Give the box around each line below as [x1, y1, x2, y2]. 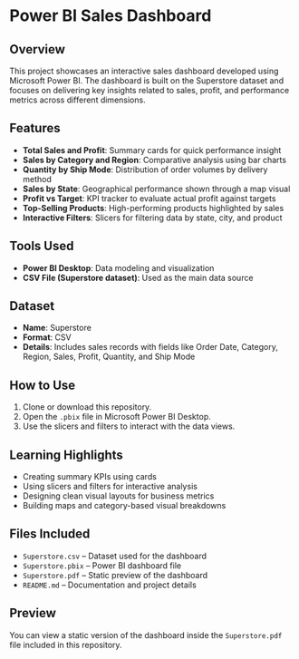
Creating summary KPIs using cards [22, 471, 157, 482]
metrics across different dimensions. [9, 94, 147, 105]
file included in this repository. [9, 639, 122, 650]
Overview [9, 42, 66, 57]
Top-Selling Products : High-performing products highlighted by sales [22, 202, 285, 213]
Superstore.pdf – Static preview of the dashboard [22, 569, 208, 580]
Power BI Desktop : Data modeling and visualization [22, 262, 215, 273]
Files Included [9, 527, 91, 542]
